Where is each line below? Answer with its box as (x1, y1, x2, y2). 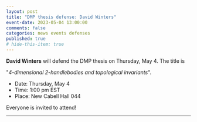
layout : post (6, 8, 38, 15)
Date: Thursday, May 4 (14, 80, 70, 87)
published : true (6, 36, 46, 42)
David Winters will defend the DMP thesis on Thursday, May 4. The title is (6, 57, 185, 65)
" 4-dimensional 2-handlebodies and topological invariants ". (6, 69, 152, 76)
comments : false (6, 25, 46, 31)
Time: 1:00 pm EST (14, 86, 60, 93)
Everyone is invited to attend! (6, 104, 77, 111)
